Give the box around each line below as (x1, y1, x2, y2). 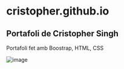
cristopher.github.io (6, 4, 109, 18)
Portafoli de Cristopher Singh (6, 28, 119, 39)
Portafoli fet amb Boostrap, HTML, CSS (6, 44, 104, 51)
